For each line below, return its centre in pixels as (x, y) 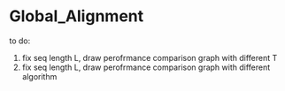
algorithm (39, 76)
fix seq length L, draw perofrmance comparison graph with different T (150, 57)
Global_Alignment (77, 16)
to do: (20, 41)
